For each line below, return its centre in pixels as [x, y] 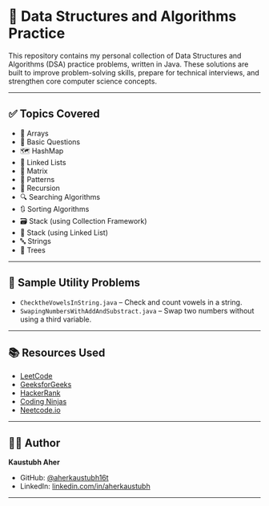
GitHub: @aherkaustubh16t [64, 478]
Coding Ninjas [43, 402]
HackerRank [40, 393]
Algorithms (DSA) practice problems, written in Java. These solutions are [128, 64]
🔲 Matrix [34, 171]
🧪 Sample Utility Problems [74, 283]
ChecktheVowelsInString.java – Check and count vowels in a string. [131, 302]
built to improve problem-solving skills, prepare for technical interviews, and [134, 72]
